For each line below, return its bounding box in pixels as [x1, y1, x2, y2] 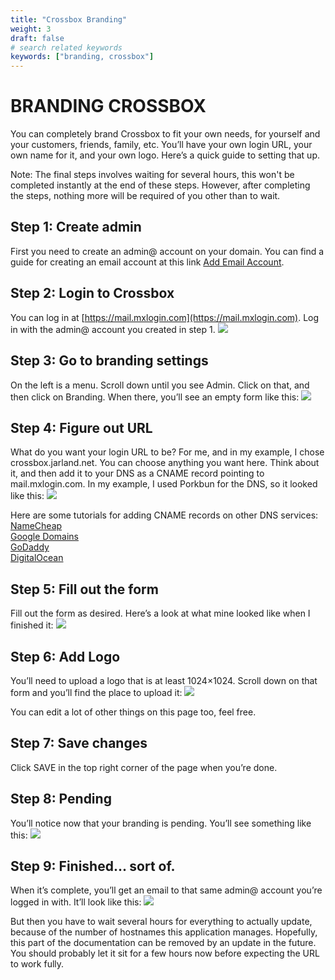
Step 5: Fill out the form [10, 581, 159, 598]
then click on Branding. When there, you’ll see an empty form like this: [10, 391, 300, 403]
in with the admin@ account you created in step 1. [10, 323, 216, 335]
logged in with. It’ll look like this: [10, 896, 142, 908]
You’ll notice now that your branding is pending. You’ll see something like [10, 817, 312, 829]
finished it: [10, 619, 54, 631]
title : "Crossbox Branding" [10, 14, 128, 25]
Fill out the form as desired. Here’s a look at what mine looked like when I [10, 607, 311, 620]
